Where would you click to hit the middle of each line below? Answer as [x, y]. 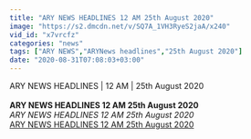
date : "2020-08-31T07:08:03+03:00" [77, 60]
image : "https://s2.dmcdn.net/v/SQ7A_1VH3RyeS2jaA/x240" [120, 26]
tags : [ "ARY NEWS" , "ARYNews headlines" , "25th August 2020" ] [126, 52]
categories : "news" [47, 43]
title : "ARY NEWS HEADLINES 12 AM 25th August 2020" [112, 18]
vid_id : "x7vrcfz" [44, 35]
